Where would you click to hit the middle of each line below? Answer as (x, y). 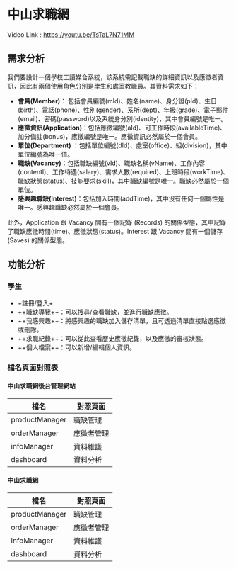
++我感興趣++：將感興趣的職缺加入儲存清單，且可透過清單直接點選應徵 (122, 321)
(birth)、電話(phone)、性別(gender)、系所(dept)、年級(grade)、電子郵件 (123, 110)
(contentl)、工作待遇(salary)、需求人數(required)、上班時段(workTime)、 (123, 171)
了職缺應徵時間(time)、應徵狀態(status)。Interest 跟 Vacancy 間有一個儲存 (115, 231)
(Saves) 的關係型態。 (38, 240)
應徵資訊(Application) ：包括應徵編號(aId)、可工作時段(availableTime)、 (122, 128)
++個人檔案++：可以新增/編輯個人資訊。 (76, 347)
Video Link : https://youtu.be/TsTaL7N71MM (71, 34)
